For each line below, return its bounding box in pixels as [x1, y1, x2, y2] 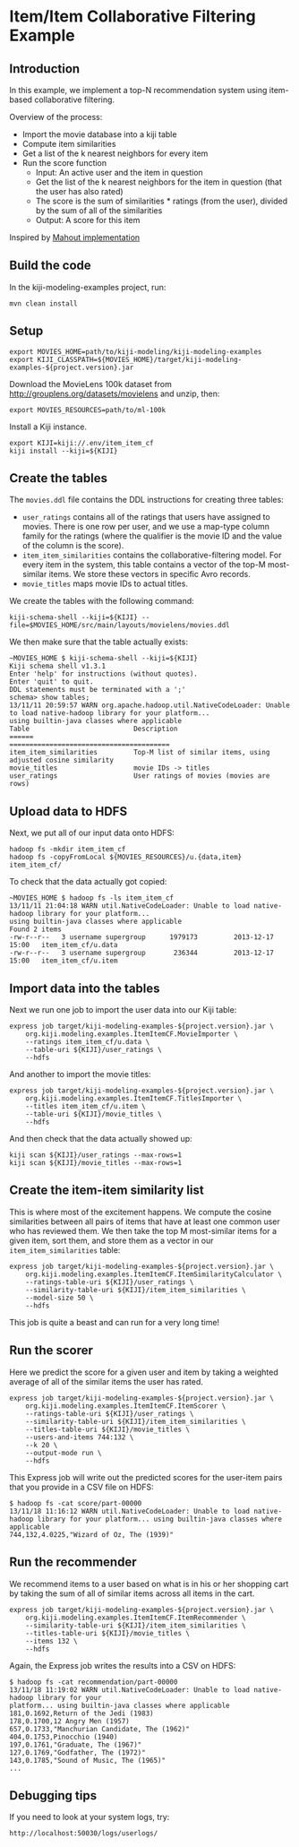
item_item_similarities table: [9, 1244, 121, 1256]
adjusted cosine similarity [9, 755, 115, 765]
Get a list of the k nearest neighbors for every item [21, 148, 209, 159]
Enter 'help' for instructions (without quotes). [9, 669, 199, 678]
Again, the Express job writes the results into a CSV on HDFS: [9, 1660, 236, 1670]
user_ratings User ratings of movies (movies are [9, 772, 270, 781]
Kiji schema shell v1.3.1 [9, 661, 106, 671]
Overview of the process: [9, 112, 103, 122]
